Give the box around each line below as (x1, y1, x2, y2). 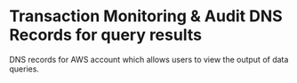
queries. (9, 64, 40, 74)
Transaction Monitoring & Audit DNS (9, 6, 283, 26)
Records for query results (9, 25, 203, 45)
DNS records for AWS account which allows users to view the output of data (9, 54, 289, 64)
